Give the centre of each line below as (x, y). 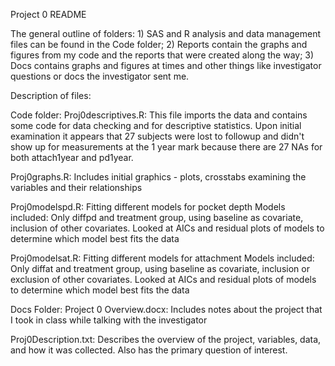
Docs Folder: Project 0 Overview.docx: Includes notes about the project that (166, 309)
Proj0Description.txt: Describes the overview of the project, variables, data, (166, 339)
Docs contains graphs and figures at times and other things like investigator (166, 65)
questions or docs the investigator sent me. (100, 76)
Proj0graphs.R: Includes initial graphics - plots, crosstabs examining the (158, 177)
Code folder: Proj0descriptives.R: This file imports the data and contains (159, 115)
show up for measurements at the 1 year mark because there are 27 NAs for (166, 147)
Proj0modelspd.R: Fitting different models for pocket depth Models (148, 207)
